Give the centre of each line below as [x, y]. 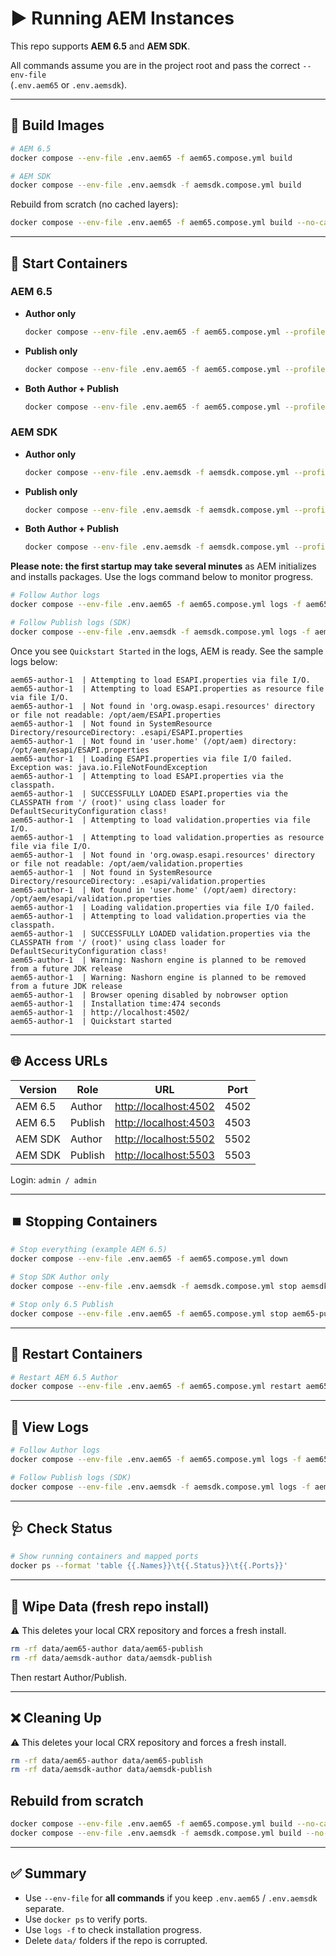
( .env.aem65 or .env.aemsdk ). [69, 84]
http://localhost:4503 [164, 1122]
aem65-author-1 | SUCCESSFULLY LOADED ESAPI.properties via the [149, 793]
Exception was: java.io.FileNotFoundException [109, 767]
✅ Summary [48, 1873]
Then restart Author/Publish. [69, 1677]
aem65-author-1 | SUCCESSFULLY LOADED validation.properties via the [160, 933]
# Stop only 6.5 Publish [62, 1304]
